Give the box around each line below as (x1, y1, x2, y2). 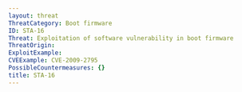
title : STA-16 (8, 71, 56, 79)
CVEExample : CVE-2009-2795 (8, 57, 98, 65)
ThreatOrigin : (8, 42, 56, 50)
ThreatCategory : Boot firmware (8, 19, 113, 27)
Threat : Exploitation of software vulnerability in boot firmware (8, 34, 234, 42)
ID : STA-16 (8, 26, 45, 34)
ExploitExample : (8, 49, 62, 57)
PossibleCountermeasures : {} (8, 64, 105, 72)
